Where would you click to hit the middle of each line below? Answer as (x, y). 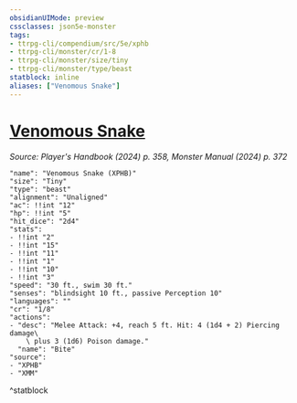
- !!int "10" (34, 269)
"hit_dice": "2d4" (44, 221)
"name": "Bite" (47, 349)
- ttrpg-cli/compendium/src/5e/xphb (79, 43)
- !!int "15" (34, 245)
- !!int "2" (32, 237)
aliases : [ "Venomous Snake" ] (65, 86)
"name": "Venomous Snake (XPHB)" (73, 173)
